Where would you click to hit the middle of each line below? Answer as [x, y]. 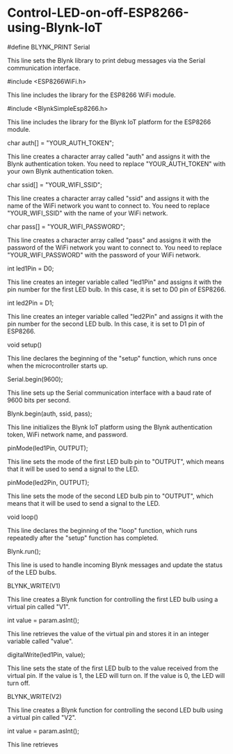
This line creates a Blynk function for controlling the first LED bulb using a [113, 599]
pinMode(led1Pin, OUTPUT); [48, 448]
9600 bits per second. [39, 400]
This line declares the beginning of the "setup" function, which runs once [112, 358]
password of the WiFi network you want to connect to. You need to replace [115, 247]
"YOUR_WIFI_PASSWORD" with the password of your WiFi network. [104, 255]
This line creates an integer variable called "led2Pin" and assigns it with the [115, 316]
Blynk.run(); [24, 551]
